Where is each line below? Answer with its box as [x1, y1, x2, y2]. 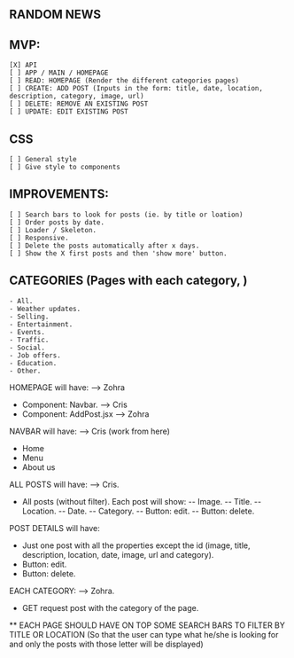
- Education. [9, 358, 58, 367]
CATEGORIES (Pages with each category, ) [9, 273, 248, 288]
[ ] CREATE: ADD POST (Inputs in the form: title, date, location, [9, 84, 264, 93]
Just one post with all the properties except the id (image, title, [21, 540, 251, 551]
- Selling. [9, 312, 50, 321]
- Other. [9, 366, 42, 375]
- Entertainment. [9, 319, 73, 329]
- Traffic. [9, 335, 50, 344]
